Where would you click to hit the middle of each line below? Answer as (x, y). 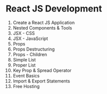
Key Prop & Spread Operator (42, 70)
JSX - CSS (24, 33)
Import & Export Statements (41, 81)
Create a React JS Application (44, 22)
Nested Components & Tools (42, 27)
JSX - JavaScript (30, 38)
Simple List (24, 59)
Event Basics (26, 75)
